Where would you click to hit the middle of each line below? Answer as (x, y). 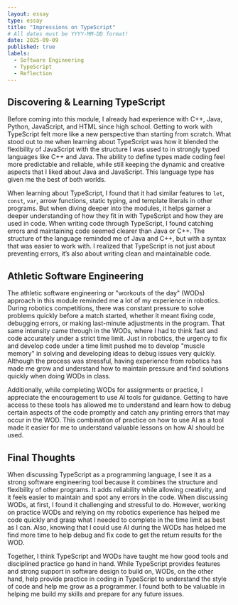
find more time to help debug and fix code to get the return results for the (115, 535)
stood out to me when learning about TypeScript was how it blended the (113, 142)
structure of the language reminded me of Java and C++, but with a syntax (117, 239)
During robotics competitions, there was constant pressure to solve (106, 308)
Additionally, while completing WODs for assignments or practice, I (105, 390)
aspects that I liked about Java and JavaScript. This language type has (111, 172)
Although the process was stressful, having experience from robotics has (115, 361)
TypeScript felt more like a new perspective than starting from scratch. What (119, 134)
